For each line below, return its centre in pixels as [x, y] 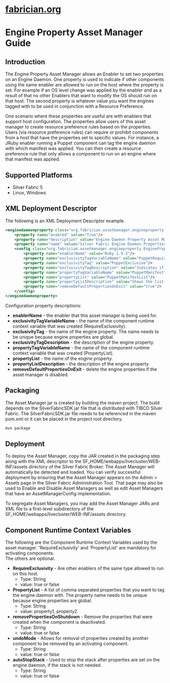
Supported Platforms [39, 175]
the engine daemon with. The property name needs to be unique [80, 595]
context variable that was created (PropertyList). [63, 353]
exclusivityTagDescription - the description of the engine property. [83, 342]
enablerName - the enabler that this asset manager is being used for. [85, 315]
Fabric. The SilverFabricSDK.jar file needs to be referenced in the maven [81, 413]
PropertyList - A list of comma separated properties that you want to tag [88, 590]
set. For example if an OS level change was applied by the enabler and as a [83, 90]
